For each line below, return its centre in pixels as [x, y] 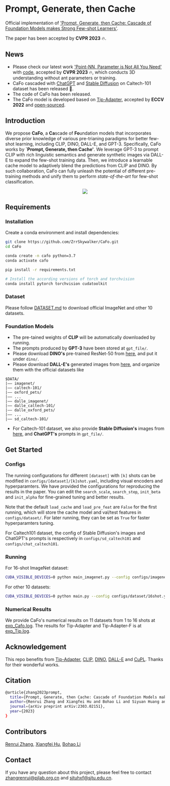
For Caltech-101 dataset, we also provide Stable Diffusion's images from [88, 428]
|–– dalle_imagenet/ [27, 401]
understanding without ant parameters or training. [65, 78]
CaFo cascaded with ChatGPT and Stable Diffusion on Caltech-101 [82, 83]
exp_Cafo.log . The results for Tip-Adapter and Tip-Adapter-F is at [73, 626]
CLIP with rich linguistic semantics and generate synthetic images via [77, 154]
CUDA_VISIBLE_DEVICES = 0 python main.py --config [57, 596]
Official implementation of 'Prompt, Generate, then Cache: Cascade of [78, 23]
